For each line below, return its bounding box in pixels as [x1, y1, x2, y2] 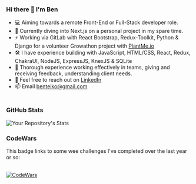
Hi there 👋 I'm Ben [6, 5, 58, 14]
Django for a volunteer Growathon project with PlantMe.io [14, 42, 155, 49]
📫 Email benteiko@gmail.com [14, 83, 88, 90]
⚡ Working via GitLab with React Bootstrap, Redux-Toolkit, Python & [14, 34, 179, 41]
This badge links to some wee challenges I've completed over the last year [6, 147, 187, 155]
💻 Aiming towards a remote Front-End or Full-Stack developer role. [14, 19, 178, 26]
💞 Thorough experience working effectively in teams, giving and [14, 64, 170, 71]
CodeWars [6, 134, 37, 142]
